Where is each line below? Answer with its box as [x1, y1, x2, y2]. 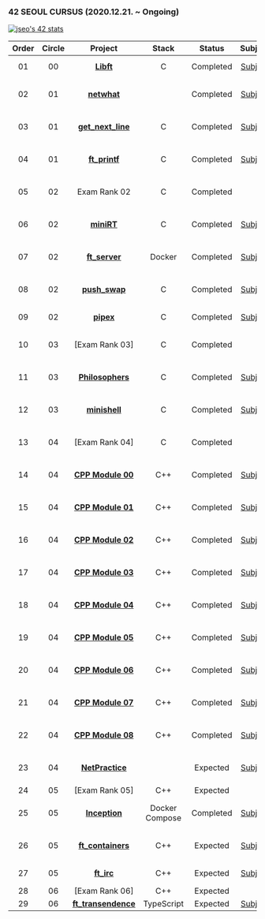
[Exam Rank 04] [73, 437, 134, 448]
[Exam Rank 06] [73, 886, 134, 897]
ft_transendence [72, 898, 136, 910]
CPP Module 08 [73, 730, 134, 741]
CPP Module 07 [73, 697, 134, 708]
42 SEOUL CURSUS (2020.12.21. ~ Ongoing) [8, 6, 180, 17]
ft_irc [94, 868, 114, 879]
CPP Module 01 [73, 502, 134, 513]
